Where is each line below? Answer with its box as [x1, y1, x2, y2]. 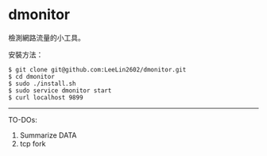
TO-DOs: [8, 115, 37, 124]
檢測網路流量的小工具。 [8, 33, 85, 42]
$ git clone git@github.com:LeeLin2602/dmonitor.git [8, 65, 187, 73]
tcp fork [19, 138, 46, 148]
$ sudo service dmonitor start [8, 86, 112, 95]
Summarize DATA [19, 130, 77, 140]
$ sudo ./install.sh [8, 80, 77, 88]
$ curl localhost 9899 [8, 93, 83, 101]
